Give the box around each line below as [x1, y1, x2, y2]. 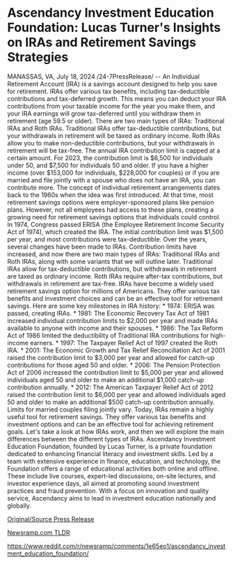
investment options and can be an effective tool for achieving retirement [7, 420, 214, 428]
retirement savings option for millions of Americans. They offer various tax [7, 287, 220, 295]
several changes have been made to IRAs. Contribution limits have [7, 242, 197, 251]
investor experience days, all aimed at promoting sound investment [7, 479, 200, 487]
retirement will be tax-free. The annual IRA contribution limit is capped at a [7, 146, 220, 155]
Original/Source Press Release [7, 515, 95, 523]
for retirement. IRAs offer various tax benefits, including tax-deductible [7, 87, 210, 95]
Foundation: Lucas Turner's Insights [7, 19, 221, 36]
